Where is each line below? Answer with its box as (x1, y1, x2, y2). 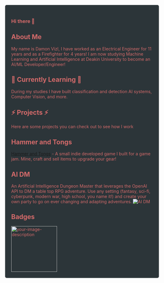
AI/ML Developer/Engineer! (11, 61, 66, 67)
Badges (11, 213, 35, 221)
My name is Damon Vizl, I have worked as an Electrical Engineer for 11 (11, 46, 152, 52)
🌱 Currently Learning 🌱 (11, 76, 82, 84)
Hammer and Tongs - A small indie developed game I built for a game (11, 151, 151, 157)
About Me (11, 33, 42, 41)
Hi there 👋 (11, 18, 35, 24)
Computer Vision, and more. (11, 94, 68, 100)
